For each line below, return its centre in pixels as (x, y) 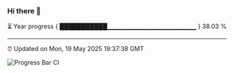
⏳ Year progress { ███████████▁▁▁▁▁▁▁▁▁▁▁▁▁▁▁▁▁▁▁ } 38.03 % (117, 26)
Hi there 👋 (24, 11)
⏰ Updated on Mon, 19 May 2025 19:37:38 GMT (76, 49)
